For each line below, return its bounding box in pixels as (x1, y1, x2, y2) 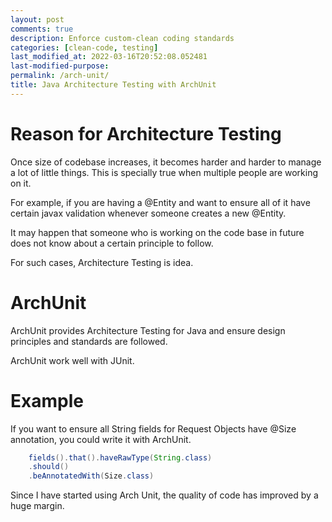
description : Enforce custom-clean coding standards (10, 33, 235, 43)
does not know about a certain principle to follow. (10, 237, 214, 249)
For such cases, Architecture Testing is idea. (10, 256, 194, 268)
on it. (10, 177, 32, 189)
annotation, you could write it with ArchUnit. (10, 433, 192, 445)
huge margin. (10, 500, 65, 512)
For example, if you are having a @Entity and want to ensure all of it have (10, 196, 311, 208)
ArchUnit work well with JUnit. (10, 354, 135, 366)
